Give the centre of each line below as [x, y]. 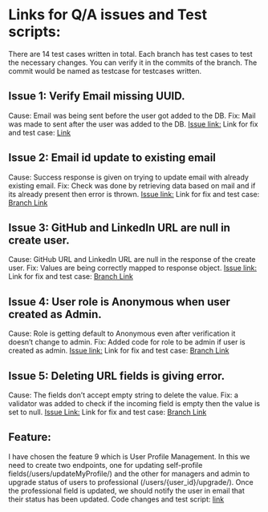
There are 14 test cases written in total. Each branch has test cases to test [130, 54]
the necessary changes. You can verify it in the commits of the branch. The [133, 62]
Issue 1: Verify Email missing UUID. [97, 97]
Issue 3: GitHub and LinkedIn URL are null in [120, 227]
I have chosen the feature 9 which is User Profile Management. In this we [129, 456]
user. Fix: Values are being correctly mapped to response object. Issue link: [133, 268]
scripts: [35, 32]
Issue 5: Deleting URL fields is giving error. [117, 375]
